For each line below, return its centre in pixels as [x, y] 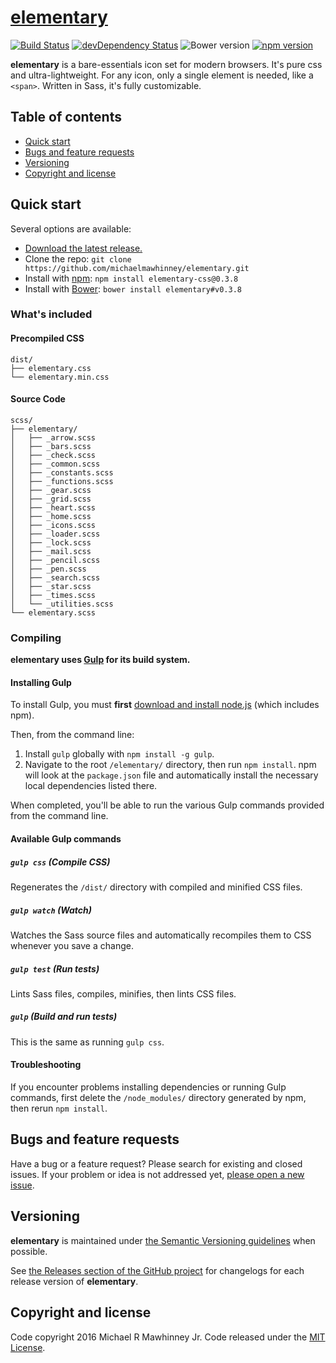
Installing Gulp [41, 682]
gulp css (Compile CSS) [60, 862]
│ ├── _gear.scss [51, 490]
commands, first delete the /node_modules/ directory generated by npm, [158, 1098]
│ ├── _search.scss [55, 577]
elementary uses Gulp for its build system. [100, 660]
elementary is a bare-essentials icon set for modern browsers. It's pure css [166, 64]
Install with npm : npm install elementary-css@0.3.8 [131, 278]
